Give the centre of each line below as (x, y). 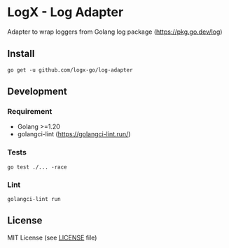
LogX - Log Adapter (65, 12)
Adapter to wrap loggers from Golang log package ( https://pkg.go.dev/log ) (115, 32)
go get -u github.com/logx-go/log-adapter (70, 70)
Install (21, 54)
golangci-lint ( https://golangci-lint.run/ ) (74, 134)
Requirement (30, 112)
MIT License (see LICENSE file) (52, 237)
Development (37, 92)
